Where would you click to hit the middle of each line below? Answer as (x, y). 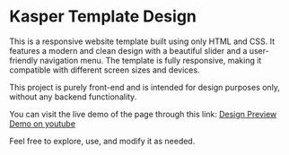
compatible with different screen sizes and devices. (105, 70)
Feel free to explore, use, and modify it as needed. (102, 141)
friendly (24, 60)
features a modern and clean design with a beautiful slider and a (128, 50)
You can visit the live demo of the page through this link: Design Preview (143, 114)
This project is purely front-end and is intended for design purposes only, (145, 87)
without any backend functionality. (73, 97)
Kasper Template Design (103, 17)
